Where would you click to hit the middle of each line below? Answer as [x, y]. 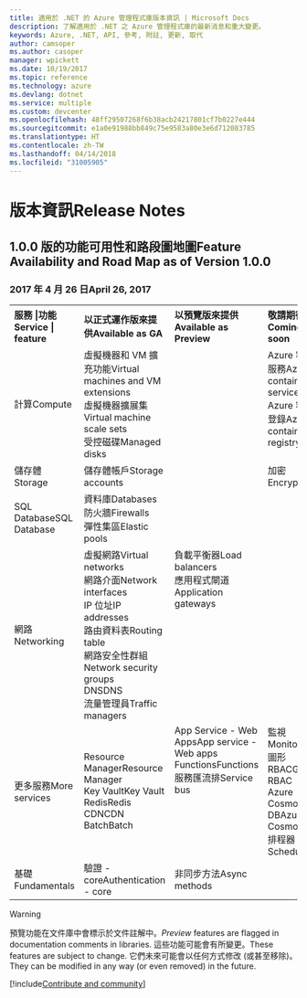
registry [284, 442]
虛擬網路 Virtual [116, 556]
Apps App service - [216, 742]
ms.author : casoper [47, 52]
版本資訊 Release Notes [97, 210]
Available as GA [127, 334]
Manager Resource [123, 769]
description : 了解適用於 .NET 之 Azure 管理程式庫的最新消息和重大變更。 [138, 27]
